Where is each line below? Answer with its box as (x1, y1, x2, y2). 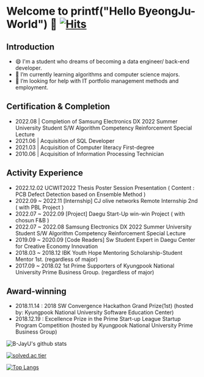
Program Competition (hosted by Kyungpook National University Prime (15, 322, 194, 329)
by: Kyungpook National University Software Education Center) (15, 309, 174, 316)
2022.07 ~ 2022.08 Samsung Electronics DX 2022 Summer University (15, 223, 192, 230)
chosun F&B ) (15, 216, 49, 224)
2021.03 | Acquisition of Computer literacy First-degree (15, 144, 155, 151)
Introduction (6, 42, 55, 52)
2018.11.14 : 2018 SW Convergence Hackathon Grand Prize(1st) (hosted (15, 302, 194, 310)
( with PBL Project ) (15, 203, 64, 211)
